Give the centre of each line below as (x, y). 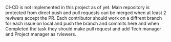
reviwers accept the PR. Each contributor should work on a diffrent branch (84, 18)
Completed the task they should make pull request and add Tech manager (83, 29)
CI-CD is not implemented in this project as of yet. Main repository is (78, 7)
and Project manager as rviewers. (41, 34)
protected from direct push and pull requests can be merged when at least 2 (86, 13)
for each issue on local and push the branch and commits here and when (82, 23)
